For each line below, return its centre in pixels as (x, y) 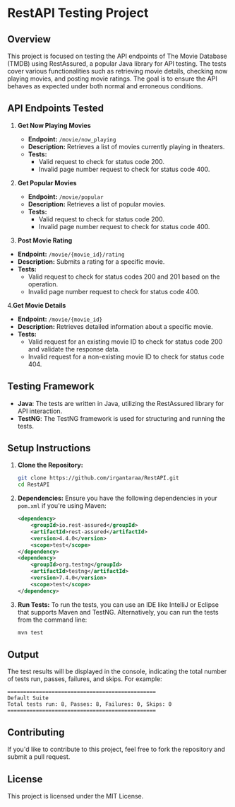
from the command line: (52, 620)
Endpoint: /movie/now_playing (72, 139)
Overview (29, 39)
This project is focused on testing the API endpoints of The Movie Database (117, 56)
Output (23, 655)
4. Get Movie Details (37, 305)
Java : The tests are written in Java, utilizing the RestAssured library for (121, 403)
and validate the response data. (74, 349)
